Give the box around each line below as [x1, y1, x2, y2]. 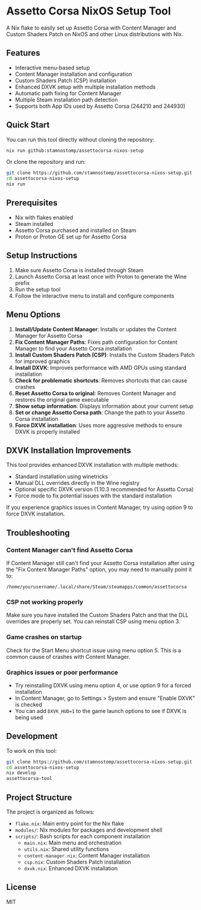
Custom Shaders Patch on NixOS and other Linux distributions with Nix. [6, 30, 184, 37]
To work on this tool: [6, 747, 57, 754]
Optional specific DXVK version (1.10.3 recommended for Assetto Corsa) [14, 486, 194, 493]
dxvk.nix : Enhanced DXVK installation [23, 865, 118, 872]
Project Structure [6, 792, 72, 802]
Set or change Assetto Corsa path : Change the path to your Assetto [14, 408, 185, 416]
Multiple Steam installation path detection [14, 96, 119, 103]
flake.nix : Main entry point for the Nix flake [14, 820, 125, 827]
